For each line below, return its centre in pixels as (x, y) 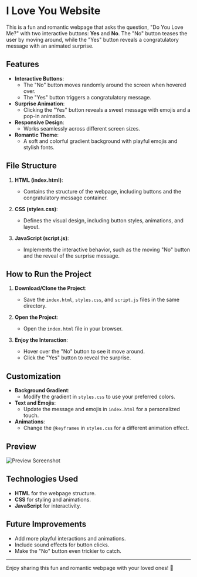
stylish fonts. (39, 147)
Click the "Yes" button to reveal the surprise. (77, 358)
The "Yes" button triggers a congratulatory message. (87, 97)
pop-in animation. (45, 116)
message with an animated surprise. (50, 46)
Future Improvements (46, 524)
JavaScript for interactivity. (48, 506)
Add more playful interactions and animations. (70, 538)
